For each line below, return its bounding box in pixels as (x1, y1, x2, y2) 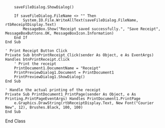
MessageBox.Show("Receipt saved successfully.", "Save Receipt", (23, 26, 161, 31)
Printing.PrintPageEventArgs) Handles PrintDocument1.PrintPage (5, 96, 141, 101)
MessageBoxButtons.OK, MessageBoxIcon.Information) (5, 31, 114, 36)
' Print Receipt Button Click (5, 48, 68, 53)
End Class (5, 118, 26, 124)
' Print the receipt (14, 61, 56, 66)
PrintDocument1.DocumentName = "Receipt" (14, 66, 101, 71)
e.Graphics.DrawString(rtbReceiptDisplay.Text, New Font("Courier (14, 101, 154, 106)
